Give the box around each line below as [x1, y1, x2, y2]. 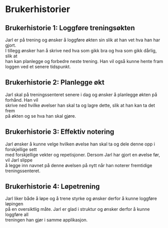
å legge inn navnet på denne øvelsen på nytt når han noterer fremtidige [5, 162, 152, 168]
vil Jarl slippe [5, 157, 33, 163]
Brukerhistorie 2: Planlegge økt [5, 78, 105, 87]
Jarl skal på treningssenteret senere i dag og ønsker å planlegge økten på [5, 92, 157, 98]
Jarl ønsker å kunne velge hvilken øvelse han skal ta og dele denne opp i [5, 141, 155, 147]
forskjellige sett [5, 146, 37, 152]
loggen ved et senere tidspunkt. [5, 64, 71, 69]
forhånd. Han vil [5, 97, 39, 103]
